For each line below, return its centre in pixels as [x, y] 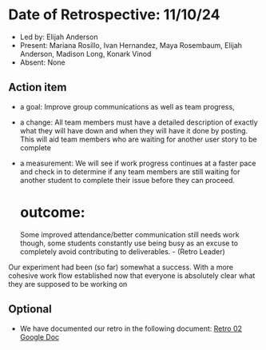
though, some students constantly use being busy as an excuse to [129, 243]
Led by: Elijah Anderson [59, 37]
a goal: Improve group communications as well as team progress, [127, 106]
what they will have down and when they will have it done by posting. [134, 130]
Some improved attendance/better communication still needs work [129, 234]
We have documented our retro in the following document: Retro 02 [131, 328]
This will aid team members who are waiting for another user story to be [138, 139]
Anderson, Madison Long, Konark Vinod [85, 54]
